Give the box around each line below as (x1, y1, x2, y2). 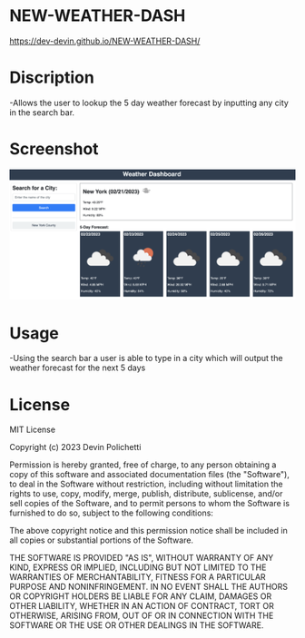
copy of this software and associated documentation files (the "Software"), (9, 469, 290, 480)
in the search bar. (9, 106, 75, 118)
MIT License (9, 424, 56, 436)
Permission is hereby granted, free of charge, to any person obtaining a (9, 459, 277, 470)
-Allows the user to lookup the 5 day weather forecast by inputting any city (9, 97, 289, 108)
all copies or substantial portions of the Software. (9, 535, 193, 545)
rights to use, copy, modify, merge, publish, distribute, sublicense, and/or (9, 488, 283, 499)
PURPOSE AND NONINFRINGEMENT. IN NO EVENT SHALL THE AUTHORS (9, 582, 289, 593)
